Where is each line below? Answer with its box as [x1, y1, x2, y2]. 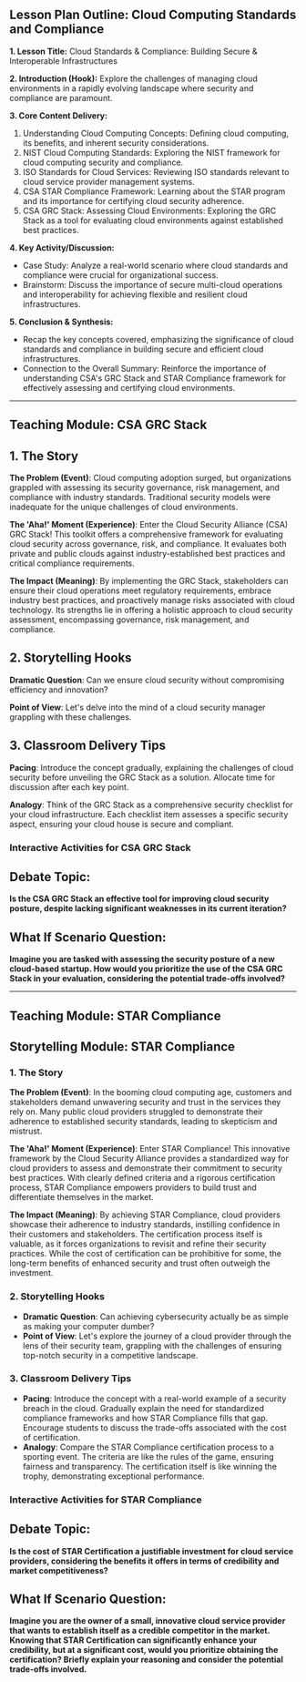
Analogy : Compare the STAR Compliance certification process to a [22, 1441, 275, 1452]
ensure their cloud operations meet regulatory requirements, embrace [9, 585, 271, 596]
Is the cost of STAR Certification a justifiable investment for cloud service [9, 1545, 294, 1556]
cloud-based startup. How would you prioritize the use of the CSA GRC [9, 963, 284, 974]
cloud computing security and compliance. [22, 157, 184, 168]
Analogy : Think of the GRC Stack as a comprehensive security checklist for [9, 799, 293, 810]
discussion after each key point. [9, 781, 129, 792]
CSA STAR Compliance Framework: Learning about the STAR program [22, 186, 286, 197]
